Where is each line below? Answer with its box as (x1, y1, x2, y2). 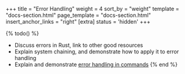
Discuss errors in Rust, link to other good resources (14, 42, 143, 49)
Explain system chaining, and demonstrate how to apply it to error (14, 48, 180, 55)
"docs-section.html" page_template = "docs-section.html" (5, 12, 151, 19)
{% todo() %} (5, 30, 39, 37)
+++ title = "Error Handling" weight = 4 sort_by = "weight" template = (5, 5, 180, 12)
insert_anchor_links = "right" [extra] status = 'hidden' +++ (5, 18, 151, 25)
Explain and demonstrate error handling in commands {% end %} (14, 61, 178, 68)
